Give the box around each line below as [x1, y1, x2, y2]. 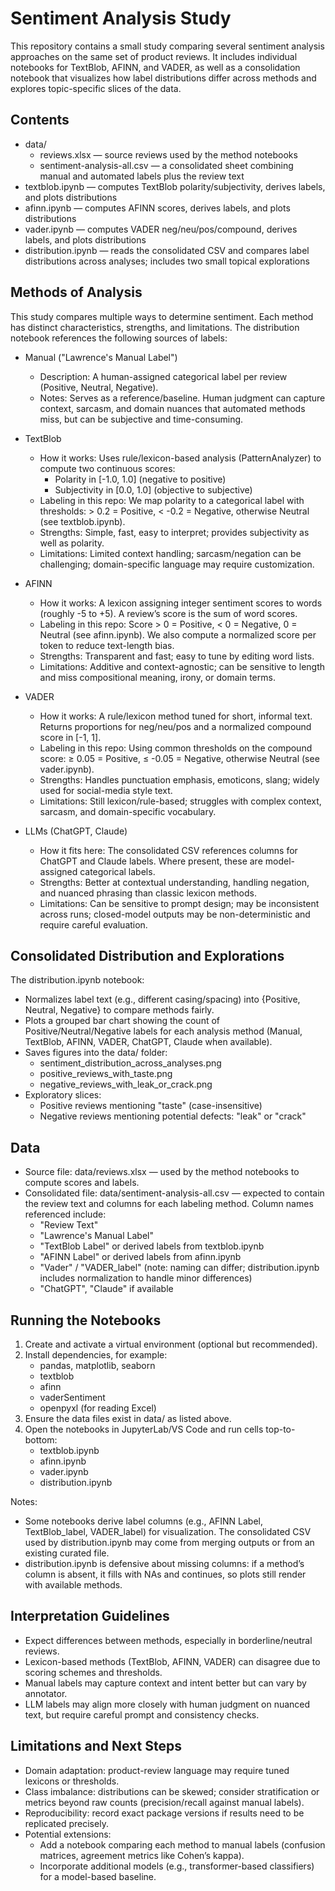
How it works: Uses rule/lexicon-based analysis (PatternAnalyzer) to [39, 452, 322, 464]
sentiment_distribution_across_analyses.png [39, 1057, 222, 1069]
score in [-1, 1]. [39, 731, 102, 743]
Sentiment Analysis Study [10, 7, 232, 30]
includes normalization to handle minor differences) [39, 1272, 253, 1284]
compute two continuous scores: [39, 462, 176, 474]
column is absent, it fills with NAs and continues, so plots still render [24, 1568, 307, 1580]
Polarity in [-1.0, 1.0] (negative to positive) [54, 473, 227, 485]
